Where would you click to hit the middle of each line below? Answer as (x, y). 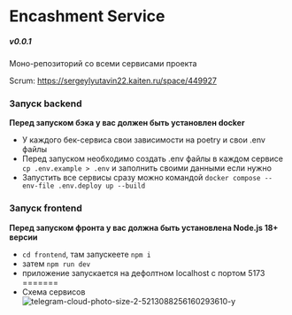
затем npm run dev (56, 264)
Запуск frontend (46, 208)
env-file (38, 186)
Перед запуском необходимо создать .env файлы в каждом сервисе (152, 159)
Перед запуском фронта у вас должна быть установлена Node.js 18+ (144, 227)
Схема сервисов (54, 292)
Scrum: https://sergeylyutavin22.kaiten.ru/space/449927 (113, 81)
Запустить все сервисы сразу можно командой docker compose (141, 178)
